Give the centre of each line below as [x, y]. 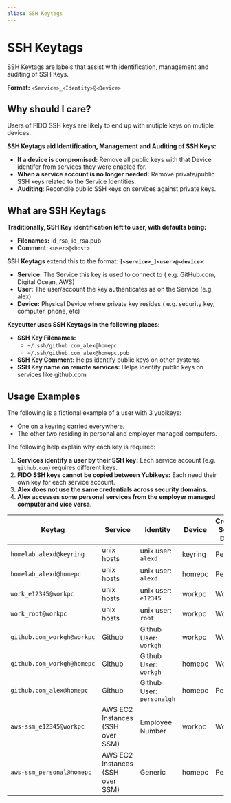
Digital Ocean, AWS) [46, 282]
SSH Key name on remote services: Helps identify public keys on [110, 367]
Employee [156, 722]
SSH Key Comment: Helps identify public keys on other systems [109, 360]
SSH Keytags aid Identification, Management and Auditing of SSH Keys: [112, 146]
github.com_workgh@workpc [53, 637]
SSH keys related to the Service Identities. [77, 182]
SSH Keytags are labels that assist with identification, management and [108, 67]
